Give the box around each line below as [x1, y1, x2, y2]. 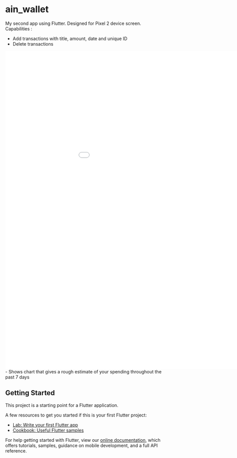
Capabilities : [5, 25, 32, 31]
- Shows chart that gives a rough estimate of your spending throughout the [5, 368, 162, 374]
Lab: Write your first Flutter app [12, 422, 78, 428]
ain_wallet [5, 4, 49, 15]
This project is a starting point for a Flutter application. [5, 402, 118, 408]
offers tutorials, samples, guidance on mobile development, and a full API [5, 442, 158, 448]
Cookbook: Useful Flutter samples [12, 427, 84, 433]
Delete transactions [12, 41, 54, 47]
